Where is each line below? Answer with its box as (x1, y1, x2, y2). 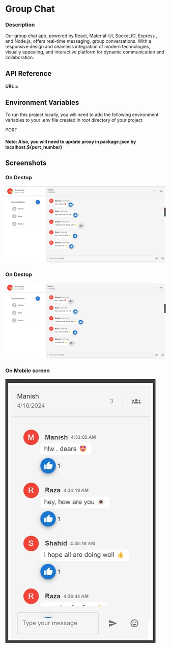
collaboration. (5, 54, 34, 61)
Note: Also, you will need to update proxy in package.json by (5, 138, 136, 145)
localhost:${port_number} (5, 144, 63, 150)
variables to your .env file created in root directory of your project (5, 117, 142, 123)
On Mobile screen (5, 367, 50, 374)
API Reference (5, 69, 52, 78)
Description (5, 21, 35, 29)
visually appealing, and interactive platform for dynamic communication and (5, 49, 164, 55)
